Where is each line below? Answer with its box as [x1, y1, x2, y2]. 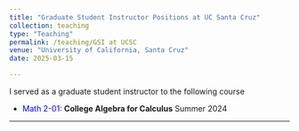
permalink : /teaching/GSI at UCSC [9, 37, 138, 47]
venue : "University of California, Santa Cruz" [9, 46, 190, 55]
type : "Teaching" [9, 29, 74, 38]
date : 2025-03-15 [9, 54, 74, 63]
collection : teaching [9, 21, 90, 30]
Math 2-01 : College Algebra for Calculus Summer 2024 [21, 104, 228, 113]
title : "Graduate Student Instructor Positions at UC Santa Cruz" [9, 12, 261, 22]
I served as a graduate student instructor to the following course [9, 86, 245, 96]
